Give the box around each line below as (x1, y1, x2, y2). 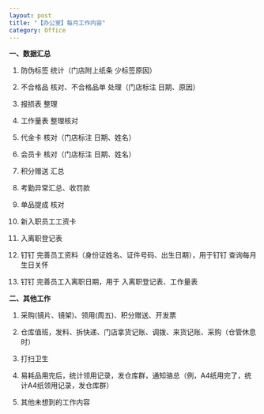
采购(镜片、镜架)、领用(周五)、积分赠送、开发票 (20, 310, 177, 320)
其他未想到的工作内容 (20, 397, 90, 407)
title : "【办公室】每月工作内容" (9, 19, 106, 27)
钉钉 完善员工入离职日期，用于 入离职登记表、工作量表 (20, 277, 198, 287)
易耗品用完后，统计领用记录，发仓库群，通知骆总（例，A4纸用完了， (20, 371, 245, 380)
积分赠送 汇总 (20, 167, 65, 176)
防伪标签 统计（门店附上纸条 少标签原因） (20, 66, 157, 75)
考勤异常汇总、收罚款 (20, 183, 90, 193)
